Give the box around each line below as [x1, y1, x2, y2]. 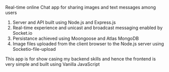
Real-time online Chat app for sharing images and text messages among [5, 5, 156, 10]
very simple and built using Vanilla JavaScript [5, 61, 100, 67]
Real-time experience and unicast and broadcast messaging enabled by [12, 25, 163, 31]
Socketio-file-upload [12, 46, 56, 52]
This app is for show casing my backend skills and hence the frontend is [5, 56, 156, 62]
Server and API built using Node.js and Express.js [12, 20, 116, 25]
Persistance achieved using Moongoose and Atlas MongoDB [12, 35, 139, 41]
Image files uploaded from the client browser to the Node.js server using [12, 41, 164, 47]
